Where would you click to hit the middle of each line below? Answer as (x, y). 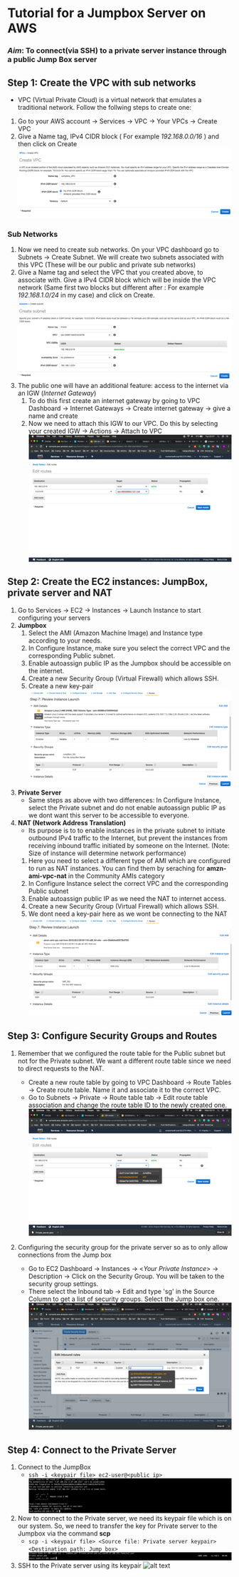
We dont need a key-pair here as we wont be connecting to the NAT (128, 914)
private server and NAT (60, 593)
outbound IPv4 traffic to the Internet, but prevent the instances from (128, 838)
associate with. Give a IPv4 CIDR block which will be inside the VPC (117, 280)
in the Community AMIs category (116, 876)
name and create (53, 416)
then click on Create (47, 143)
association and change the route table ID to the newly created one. (128, 1105)
